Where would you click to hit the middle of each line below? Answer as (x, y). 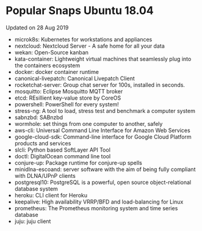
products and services (43, 143)
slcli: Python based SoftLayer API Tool (63, 150)
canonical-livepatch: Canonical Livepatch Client (74, 78)
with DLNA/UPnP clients (45, 175)
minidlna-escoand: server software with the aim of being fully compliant (105, 169)
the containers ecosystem (47, 65)
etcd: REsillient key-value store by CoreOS (68, 98)
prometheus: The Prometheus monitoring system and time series (96, 208)
